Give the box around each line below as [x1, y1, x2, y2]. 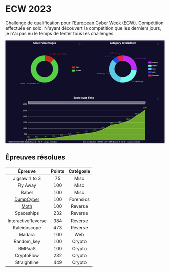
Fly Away [17, 182, 36, 188]
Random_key [13, 238, 40, 245]
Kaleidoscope [12, 224, 41, 230]
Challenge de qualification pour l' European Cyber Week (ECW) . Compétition [5, 20, 164, 26]
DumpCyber [14, 196, 40, 202]
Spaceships [15, 210, 39, 216]
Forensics [69, 196, 90, 202]
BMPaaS [18, 245, 36, 251]
